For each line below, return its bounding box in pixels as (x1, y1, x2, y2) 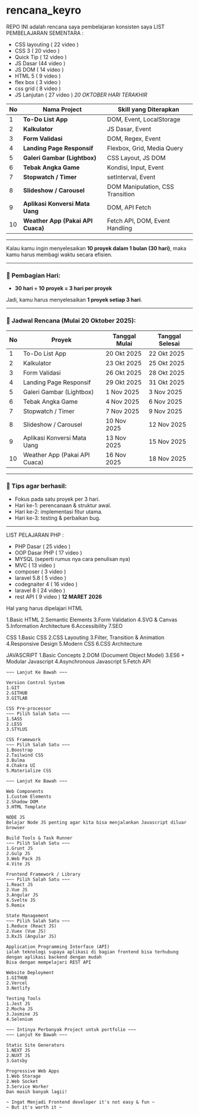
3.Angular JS (6, 892, 38, 898)
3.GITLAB (6, 695, 28, 701)
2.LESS (6, 721, 23, 727)
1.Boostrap (6, 747, 33, 753)
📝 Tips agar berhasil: (6, 482, 67, 490)
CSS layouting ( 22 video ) (14, 41, 79, 48)
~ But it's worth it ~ (6, 1104, 62, 1110)
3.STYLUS (6, 726, 28, 732)
